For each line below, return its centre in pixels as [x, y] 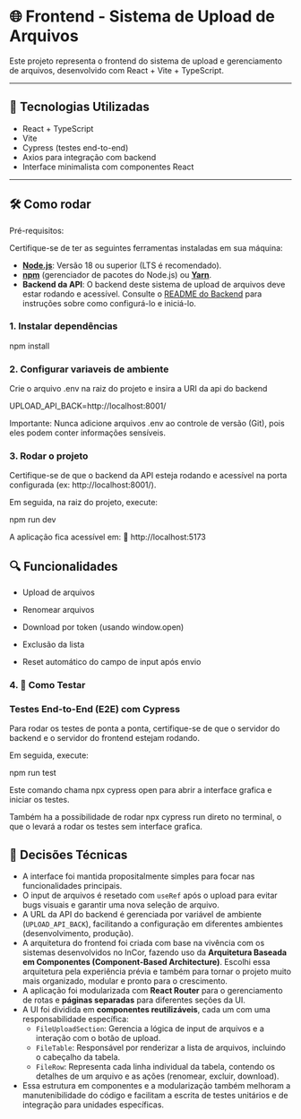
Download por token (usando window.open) [103, 627]
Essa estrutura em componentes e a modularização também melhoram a [156, 1086]
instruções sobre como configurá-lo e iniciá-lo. [109, 303]
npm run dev [33, 520]
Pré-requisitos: [37, 230]
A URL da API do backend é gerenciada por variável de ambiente [142, 915]
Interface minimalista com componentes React [108, 167]
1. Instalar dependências [64, 326]
